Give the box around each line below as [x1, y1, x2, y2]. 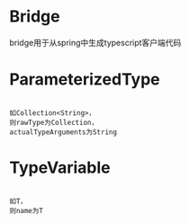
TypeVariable [9, 157, 111, 178]
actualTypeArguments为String [9, 128, 117, 137]
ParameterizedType [9, 69, 160, 90]
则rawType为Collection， [9, 118, 99, 127]
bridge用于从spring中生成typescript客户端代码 [9, 37, 182, 48]
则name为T [9, 206, 43, 215]
